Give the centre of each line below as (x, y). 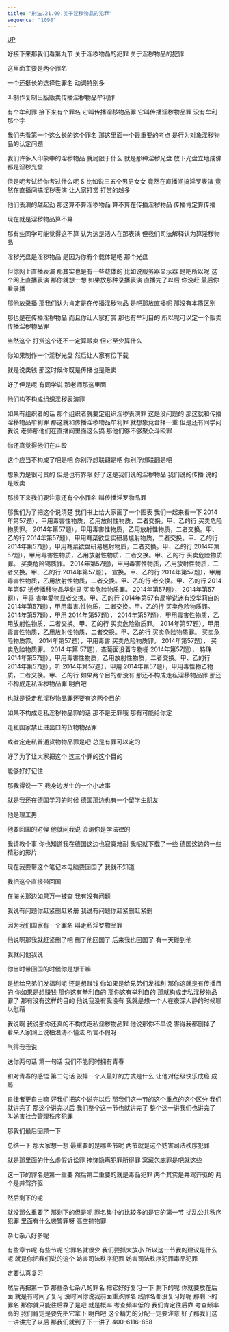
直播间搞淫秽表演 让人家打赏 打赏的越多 (75, 190)
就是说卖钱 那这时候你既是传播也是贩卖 (62, 370)
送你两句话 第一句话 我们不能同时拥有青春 (66, 1061)
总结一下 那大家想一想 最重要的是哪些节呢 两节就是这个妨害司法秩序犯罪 (108, 1145)
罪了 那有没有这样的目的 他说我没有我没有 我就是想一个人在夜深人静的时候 (111, 1000)
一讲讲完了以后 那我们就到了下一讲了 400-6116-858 (80, 1322)
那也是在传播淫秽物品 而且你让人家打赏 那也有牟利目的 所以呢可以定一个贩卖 (114, 317)
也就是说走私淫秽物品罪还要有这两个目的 (64, 698)
